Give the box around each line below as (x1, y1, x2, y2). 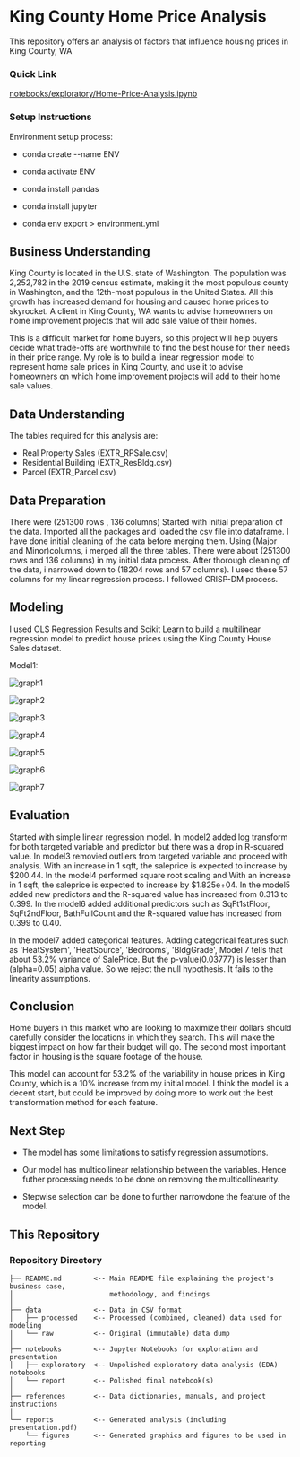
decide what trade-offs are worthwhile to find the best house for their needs (9, 343, 291, 353)
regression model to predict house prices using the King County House (9, 633, 271, 643)
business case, (9, 1281, 66, 1291)
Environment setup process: (9, 131, 114, 142)
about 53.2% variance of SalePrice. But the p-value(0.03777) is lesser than (9, 954, 287, 964)
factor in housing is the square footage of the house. (9, 1051, 203, 1062)
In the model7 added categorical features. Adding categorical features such (9, 935, 289, 946)
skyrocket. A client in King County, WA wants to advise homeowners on (9, 306, 273, 317)
